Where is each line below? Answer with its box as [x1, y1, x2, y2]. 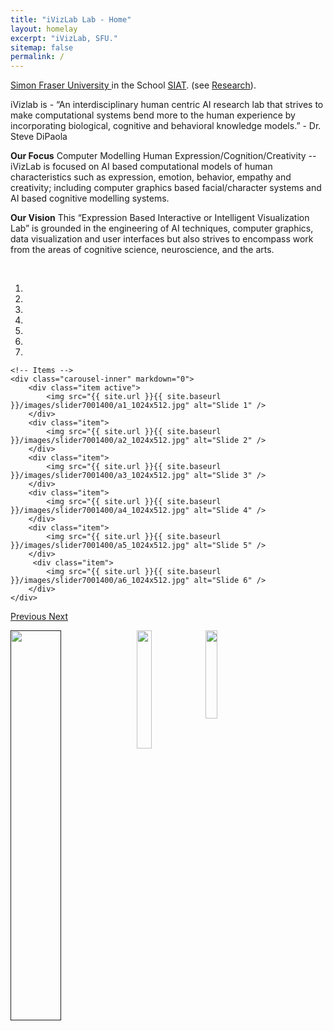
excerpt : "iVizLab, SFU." [10, 33, 118, 43]
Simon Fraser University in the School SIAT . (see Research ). [10, 79, 257, 91]
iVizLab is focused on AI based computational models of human [10, 161, 273, 173]
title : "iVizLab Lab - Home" [10, 14, 132, 25]
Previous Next [10, 611, 69, 623]
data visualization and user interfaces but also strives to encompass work [10, 233, 314, 245]
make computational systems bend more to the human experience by [10, 109, 296, 121]
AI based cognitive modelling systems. [10, 192, 170, 205]
